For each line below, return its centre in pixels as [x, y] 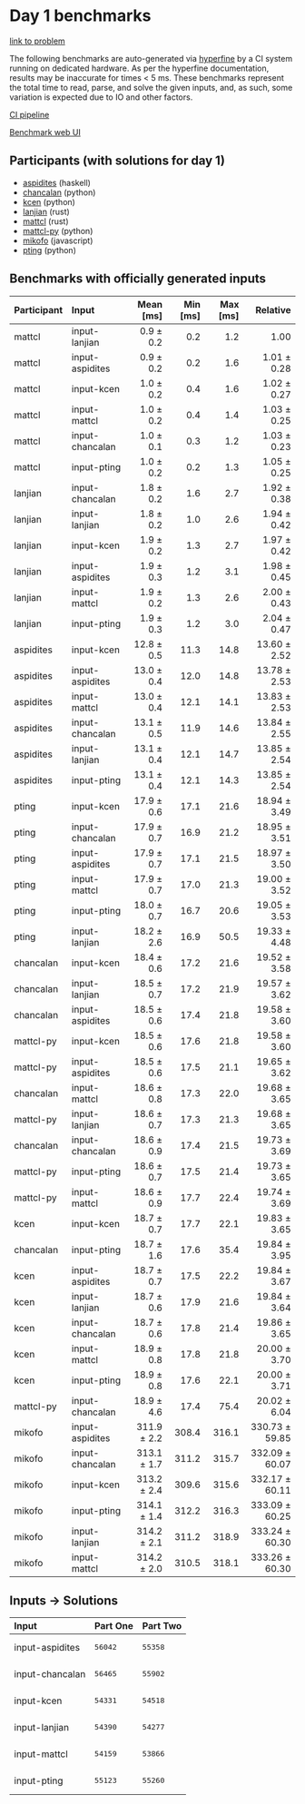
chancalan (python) [59, 192]
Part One [114, 1626]
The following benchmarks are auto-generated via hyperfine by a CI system [151, 58]
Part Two [162, 1626]
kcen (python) [49, 201]
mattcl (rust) [46, 221]
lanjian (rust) [46, 211]
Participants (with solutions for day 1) [117, 161]
